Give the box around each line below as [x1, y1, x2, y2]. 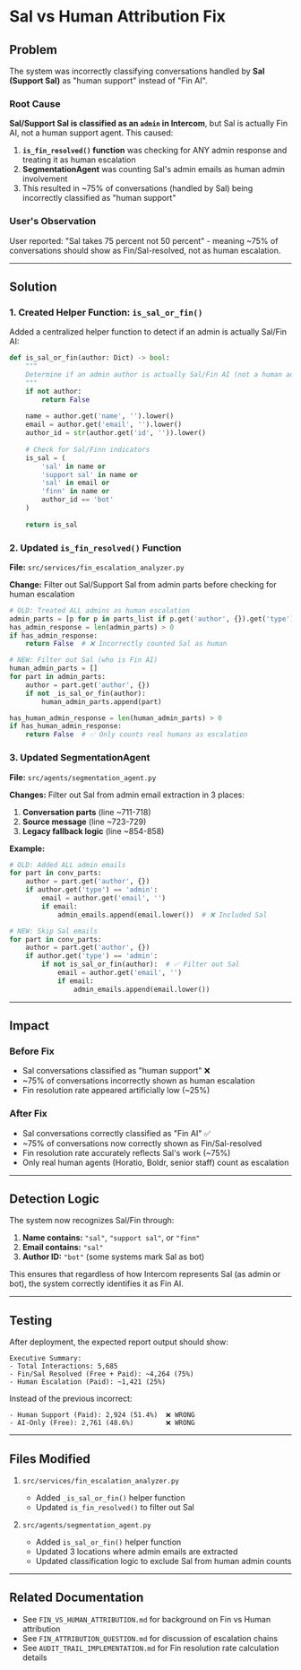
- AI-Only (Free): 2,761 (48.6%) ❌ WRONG [9, 1419, 195, 1428]
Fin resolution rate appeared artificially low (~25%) [21, 1085, 211, 1096]
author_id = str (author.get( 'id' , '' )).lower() [25, 429, 206, 438]
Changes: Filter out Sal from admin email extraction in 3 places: [9, 789, 245, 800]
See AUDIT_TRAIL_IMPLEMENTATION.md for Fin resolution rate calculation [21, 1642, 279, 1653]
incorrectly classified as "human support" [21, 193, 176, 204]
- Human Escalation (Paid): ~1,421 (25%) [9, 1378, 167, 1387]
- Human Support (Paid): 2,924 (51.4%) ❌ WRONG [9, 1411, 195, 1420]
